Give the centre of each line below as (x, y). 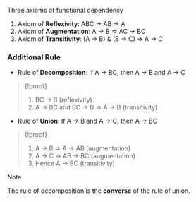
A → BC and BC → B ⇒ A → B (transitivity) (96, 107)
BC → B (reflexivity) (64, 100)
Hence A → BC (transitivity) (75, 164)
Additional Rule (34, 57)
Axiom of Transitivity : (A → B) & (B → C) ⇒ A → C (90, 39)
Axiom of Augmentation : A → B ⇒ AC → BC (81, 31)
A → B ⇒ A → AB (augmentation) (83, 148)
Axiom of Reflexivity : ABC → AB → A (71, 24)
